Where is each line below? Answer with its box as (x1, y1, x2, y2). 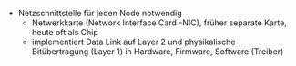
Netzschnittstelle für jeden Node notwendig (17, 8, 182, 18)
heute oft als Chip (31, 27, 98, 37)
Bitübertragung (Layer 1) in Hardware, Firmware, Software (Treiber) (31, 46, 284, 57)
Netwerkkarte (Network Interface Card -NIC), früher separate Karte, (31, 17, 287, 28)
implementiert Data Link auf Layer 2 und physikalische (31, 36, 236, 47)
